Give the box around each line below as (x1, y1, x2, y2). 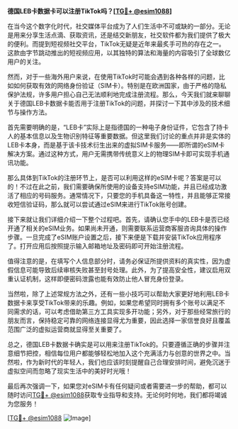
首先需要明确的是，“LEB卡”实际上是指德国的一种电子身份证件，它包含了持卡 (7, 123, 229, 131)
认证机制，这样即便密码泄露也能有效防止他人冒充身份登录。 (13, 274, 188, 283)
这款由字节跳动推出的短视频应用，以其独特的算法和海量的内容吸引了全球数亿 (7, 49, 231, 57)
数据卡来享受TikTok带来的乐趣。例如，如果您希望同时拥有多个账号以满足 (7, 299, 220, 307)
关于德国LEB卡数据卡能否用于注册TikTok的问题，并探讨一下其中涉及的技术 (7, 99, 225, 107)
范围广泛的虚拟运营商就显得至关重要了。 (7, 325, 125, 333)
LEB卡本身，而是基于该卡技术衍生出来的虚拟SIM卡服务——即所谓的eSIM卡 (7, 141, 225, 149)
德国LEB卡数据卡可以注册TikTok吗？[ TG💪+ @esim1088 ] (7, 7, 172, 15)
